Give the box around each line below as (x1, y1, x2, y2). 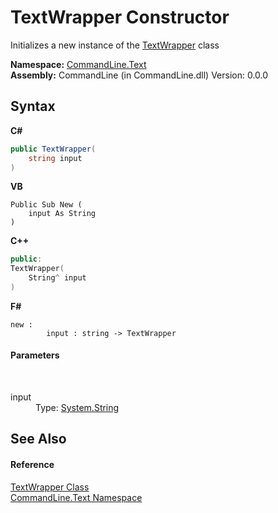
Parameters (10, 349, 60, 361)
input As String (28, 209, 97, 219)
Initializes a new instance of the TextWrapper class (10, 39, 220, 51)
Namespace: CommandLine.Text (10, 58, 147, 70)
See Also (10, 431, 67, 448)
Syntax (10, 98, 56, 115)
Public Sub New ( (10, 200, 83, 210)
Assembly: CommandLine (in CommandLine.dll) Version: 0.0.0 (10, 69, 269, 81)
